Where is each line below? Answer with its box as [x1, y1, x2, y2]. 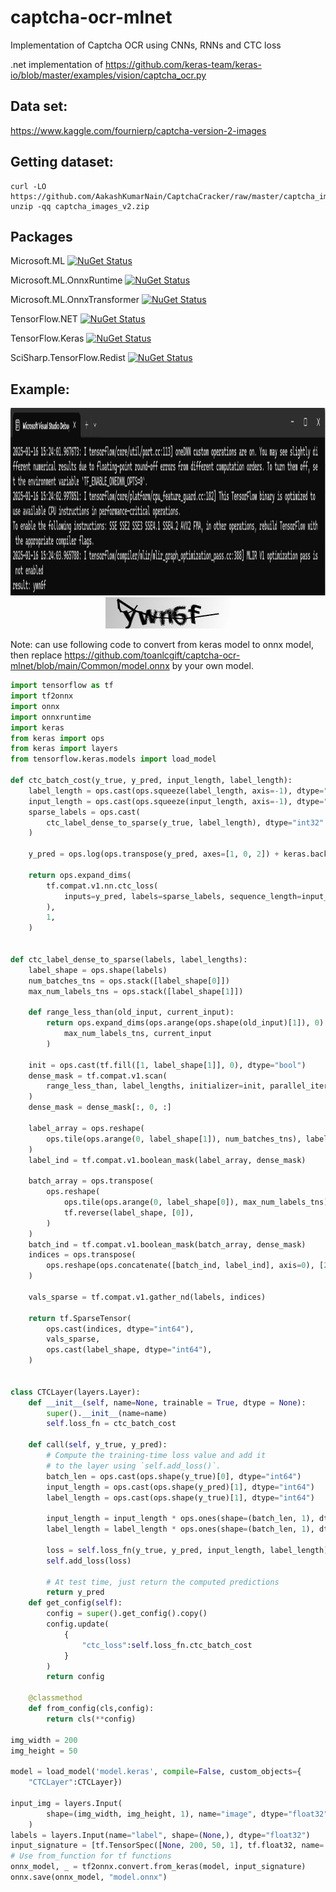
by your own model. [171, 660, 254, 672]
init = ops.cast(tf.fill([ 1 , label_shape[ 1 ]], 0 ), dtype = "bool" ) [28, 1060, 307, 1070]
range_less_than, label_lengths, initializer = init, [46, 1081, 267, 1091]
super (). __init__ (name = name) [46, 1408, 168, 1418]
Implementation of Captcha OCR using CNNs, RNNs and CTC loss [10, 39, 282, 51]
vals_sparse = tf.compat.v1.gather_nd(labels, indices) [28, 1292, 267, 1302]
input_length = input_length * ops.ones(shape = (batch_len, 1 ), [46, 1514, 315, 1524]
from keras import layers [10, 744, 118, 754]
